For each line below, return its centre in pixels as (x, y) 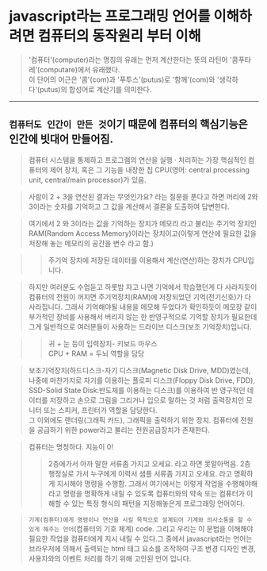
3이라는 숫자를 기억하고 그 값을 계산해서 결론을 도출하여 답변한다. (129, 206)
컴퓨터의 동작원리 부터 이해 (119, 36)
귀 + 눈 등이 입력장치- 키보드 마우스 (103, 343)
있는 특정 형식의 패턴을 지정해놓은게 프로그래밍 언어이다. (158, 503)
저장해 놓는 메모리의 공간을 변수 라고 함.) (91, 243)
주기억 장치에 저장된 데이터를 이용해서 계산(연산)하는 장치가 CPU (148, 260)
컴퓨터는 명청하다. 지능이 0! (71, 446)
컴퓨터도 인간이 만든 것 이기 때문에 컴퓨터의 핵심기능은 (128, 124)
